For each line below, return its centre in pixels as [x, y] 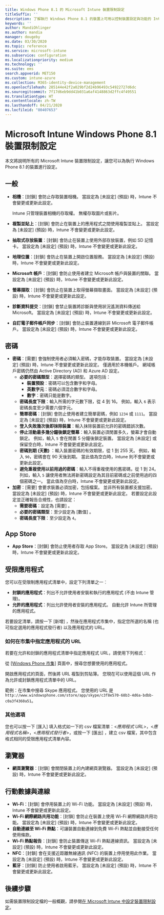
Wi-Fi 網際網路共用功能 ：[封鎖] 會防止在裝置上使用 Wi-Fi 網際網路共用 [83, 816]
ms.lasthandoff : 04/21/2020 [34, 105]
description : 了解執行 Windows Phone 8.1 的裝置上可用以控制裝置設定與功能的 [78, 19]
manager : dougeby [23, 37]
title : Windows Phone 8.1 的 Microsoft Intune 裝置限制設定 [65, 10]
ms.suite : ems [20, 69]
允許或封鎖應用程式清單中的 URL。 [44, 680]
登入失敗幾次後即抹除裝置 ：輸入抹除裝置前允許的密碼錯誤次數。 [83, 426]
